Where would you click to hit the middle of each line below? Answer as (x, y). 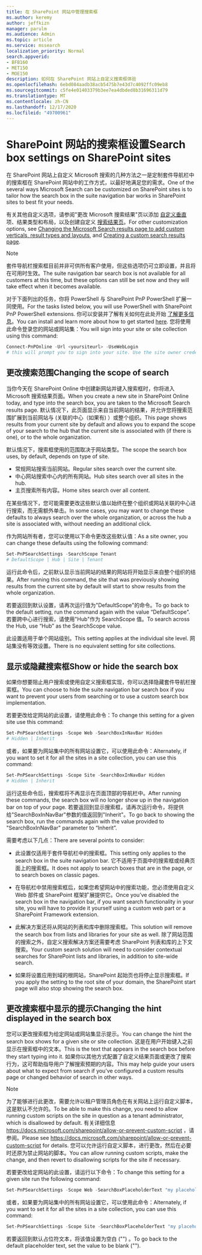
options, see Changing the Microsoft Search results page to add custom (95, 229)
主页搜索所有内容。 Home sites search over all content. (82, 490)
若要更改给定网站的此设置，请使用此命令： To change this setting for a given (100, 716)
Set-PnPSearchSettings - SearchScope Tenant (62, 554)
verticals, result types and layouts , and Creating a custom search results (96, 235)
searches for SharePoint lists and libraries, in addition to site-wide (96, 956)
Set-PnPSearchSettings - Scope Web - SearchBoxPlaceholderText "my (90, 1190)
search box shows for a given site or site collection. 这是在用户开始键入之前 (99, 1041)
